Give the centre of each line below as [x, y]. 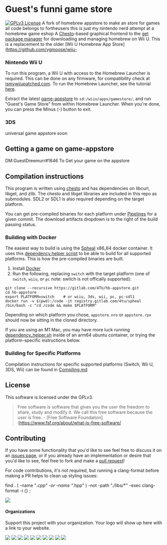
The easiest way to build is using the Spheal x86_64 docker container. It [79, 248]
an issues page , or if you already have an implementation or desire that [78, 456]
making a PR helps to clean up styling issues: [52, 476]
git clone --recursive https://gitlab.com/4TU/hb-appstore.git [72, 288]
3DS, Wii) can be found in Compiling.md [46, 369]
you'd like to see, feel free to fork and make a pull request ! [65, 461]
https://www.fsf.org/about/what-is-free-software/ [70, 422]
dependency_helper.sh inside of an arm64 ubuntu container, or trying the [80, 335]
